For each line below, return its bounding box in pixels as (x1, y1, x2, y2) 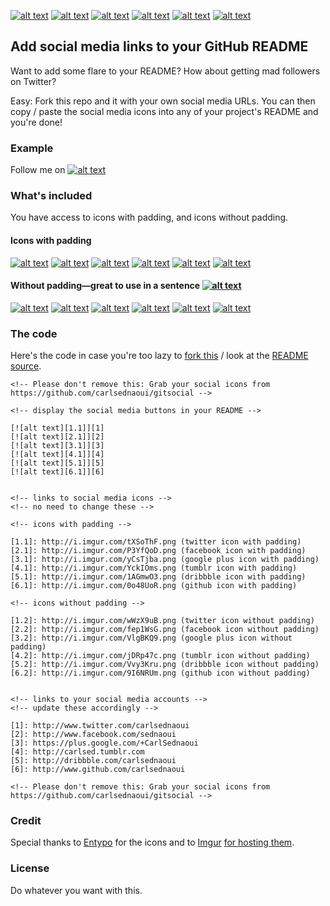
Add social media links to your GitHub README (10, 38, 309, 55)
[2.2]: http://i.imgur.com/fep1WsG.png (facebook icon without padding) (10, 625, 320, 635)
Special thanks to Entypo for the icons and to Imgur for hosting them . (10, 836, 295, 849)
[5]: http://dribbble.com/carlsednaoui (10, 756, 177, 766)
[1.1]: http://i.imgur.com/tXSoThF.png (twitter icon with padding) (10, 537, 302, 547)
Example (10, 141, 54, 155)
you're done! (10, 116, 63, 128)
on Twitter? (10, 75, 57, 87)
